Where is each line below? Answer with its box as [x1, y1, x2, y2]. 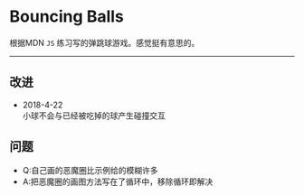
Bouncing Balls [9, 6, 125, 27]
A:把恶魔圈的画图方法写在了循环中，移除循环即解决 [22, 176, 214, 187]
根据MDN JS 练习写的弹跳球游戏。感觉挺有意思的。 [9, 37, 200, 48]
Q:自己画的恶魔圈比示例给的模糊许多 [22, 164, 158, 175]
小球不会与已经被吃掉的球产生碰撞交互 [22, 110, 166, 121]
